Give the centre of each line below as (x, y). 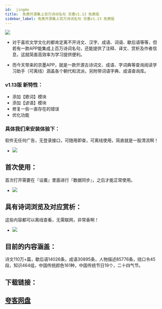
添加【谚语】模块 (29, 103)
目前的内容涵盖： (31, 247)
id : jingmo (17, 10)
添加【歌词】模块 (29, 96)
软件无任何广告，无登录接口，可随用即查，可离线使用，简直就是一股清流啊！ (82, 140)
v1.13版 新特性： (24, 85)
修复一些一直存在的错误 (36, 109)
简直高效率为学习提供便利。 (57, 55)
